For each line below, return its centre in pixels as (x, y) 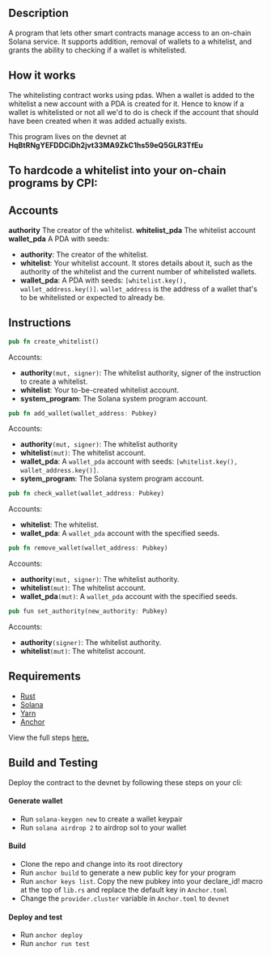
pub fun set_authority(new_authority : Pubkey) (88, 611)
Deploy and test (36, 917)
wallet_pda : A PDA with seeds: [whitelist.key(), (104, 280)
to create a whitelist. (54, 381)
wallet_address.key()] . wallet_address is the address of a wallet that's (138, 289)
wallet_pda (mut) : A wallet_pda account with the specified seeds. (129, 596)
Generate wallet (36, 801)
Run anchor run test (55, 944)
